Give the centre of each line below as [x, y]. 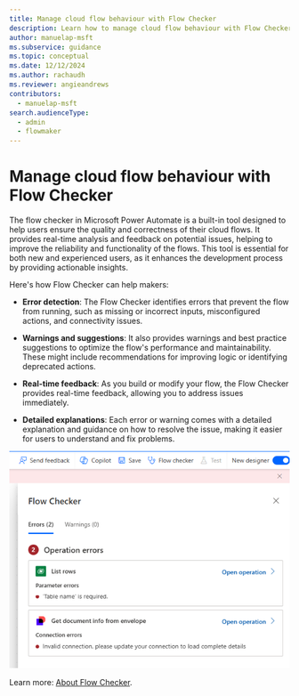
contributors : [36, 93]
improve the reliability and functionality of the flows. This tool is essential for [149, 248]
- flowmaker [40, 132]
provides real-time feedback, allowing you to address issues [133, 393]
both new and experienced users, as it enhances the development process [146, 258]
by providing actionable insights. [69, 268]
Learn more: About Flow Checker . [71, 682]
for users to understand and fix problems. [98, 439]
